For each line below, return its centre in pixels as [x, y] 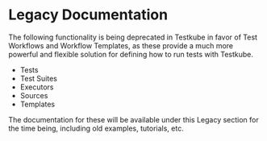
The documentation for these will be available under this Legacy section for [134, 119]
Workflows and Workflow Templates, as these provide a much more [121, 45]
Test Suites [39, 78]
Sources [34, 95]
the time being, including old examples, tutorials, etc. [96, 128]
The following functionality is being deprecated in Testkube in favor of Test [133, 37]
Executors [37, 87]
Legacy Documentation [88, 15]
